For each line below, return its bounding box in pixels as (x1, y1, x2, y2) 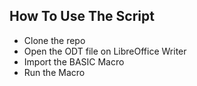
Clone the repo (23, 34, 86, 46)
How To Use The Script (9, 8, 155, 25)
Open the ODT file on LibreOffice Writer (23, 45, 187, 57)
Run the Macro (23, 66, 86, 78)
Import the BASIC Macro (23, 55, 125, 68)
